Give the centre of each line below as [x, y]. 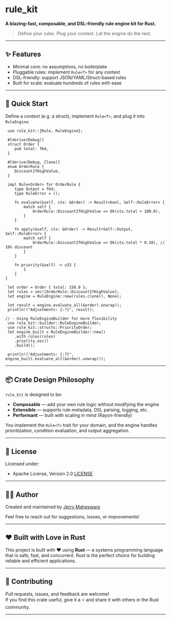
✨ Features [23, 54]
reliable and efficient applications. [41, 561]
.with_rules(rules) [35, 336]
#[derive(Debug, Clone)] [34, 162]
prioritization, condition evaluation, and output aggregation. [67, 431]
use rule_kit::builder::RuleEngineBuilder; [54, 323]
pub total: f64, [32, 149]
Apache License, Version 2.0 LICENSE [53, 474]
